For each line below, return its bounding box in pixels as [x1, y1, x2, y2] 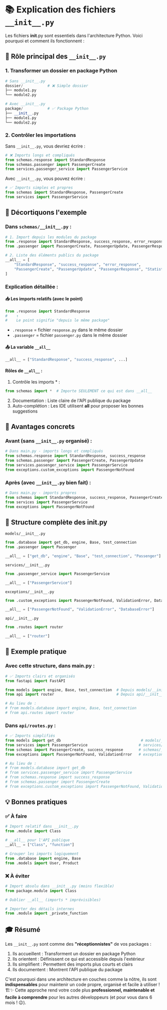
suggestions [12, 408, 38, 414]
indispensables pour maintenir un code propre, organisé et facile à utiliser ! [5, 982, 160, 988]
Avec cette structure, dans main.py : [5, 662, 95, 669]
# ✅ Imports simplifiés [5, 733, 56, 738]
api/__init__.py [5, 616, 39, 621]
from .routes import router [5, 625, 64, 630]
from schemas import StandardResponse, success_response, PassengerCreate [5, 495, 164, 500]
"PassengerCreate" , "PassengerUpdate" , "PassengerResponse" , [14, 267, 143, 272]
